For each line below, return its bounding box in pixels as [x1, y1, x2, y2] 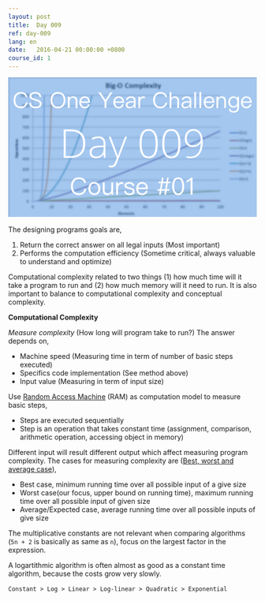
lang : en [8, 38, 37, 46]
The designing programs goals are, [8, 225, 122, 234]
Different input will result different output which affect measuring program [8, 448, 248, 457]
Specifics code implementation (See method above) [19, 368, 189, 378]
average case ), [8, 465, 57, 474]
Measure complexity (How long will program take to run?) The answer [8, 328, 235, 338]
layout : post [8, 13, 51, 21]
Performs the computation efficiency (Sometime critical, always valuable [19, 248, 256, 258]
